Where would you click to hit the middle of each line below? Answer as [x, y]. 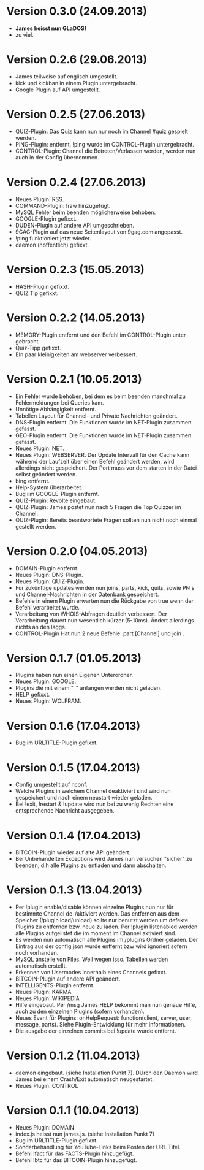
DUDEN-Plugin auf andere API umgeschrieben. [75, 225]
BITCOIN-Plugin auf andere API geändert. [68, 979]
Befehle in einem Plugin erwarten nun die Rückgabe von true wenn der [104, 601]
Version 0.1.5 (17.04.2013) [74, 767]
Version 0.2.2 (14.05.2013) [76, 318]
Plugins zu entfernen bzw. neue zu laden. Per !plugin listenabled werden [106, 927]
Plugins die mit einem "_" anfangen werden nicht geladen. [88, 688]
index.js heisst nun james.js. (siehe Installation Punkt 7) [85, 1134]
